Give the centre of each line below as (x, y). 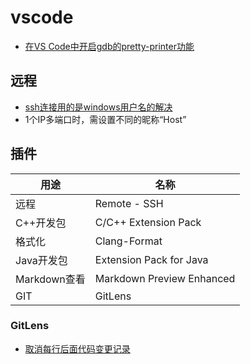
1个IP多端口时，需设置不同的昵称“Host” (105, 119)
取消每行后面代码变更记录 (77, 348)
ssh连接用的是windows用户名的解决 (98, 107)
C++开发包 (41, 223)
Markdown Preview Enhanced (165, 278)
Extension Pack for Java (151, 259)
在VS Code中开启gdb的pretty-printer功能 (109, 46)
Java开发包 (41, 260)
